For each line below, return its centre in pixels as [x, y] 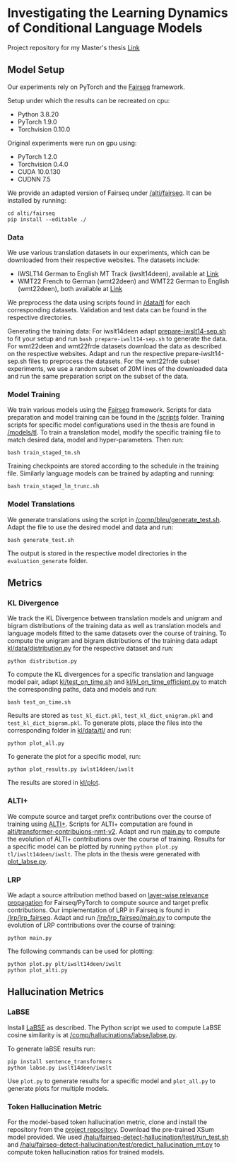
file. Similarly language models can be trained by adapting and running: [111, 473]
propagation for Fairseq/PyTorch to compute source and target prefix [108, 902]
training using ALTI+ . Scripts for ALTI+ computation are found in [100, 824]
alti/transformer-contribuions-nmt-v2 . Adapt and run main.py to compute [114, 831]
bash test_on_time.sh [39, 702]
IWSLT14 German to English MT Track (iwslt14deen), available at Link [118, 274]
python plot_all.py [36, 743]
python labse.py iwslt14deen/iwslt [60, 1068]
